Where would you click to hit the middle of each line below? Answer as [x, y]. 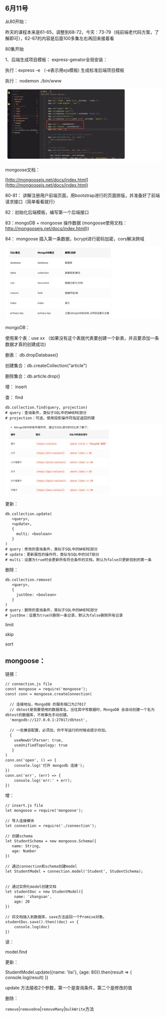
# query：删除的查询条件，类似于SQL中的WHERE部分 [51, 610]
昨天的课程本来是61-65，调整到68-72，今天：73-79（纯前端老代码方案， [80, 32]
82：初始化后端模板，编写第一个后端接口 [47, 212]
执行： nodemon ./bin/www [33, 80]
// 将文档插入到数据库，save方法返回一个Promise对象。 [56, 917]
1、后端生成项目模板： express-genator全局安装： [56, 59]
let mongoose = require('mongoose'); [44, 810]
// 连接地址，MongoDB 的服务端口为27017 [48, 704]
